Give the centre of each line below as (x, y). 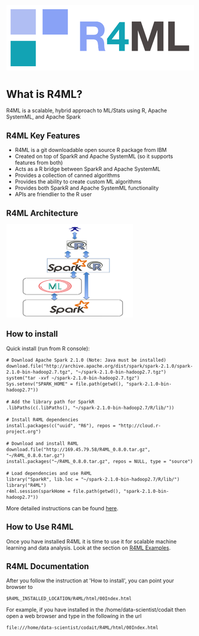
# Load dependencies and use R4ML (49, 473)
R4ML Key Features (43, 136)
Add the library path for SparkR (53, 402)
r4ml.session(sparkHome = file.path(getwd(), (63, 491)
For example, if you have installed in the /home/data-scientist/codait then (96, 610)
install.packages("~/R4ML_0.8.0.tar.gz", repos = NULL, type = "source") (100, 461)
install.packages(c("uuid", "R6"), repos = (61, 426)
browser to (19, 587)
